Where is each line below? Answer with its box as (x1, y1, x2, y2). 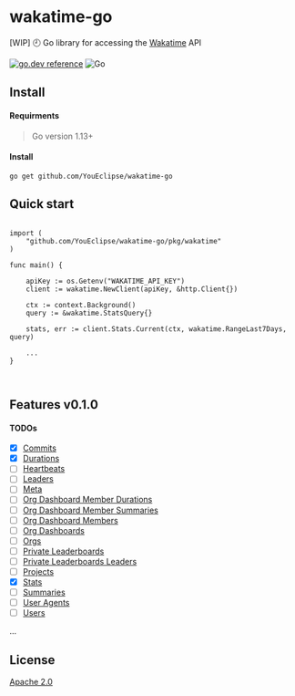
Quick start (9, 196, 75, 212)
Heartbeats (22, 463, 66, 474)
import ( (9, 228, 43, 238)
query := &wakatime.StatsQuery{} (25, 308, 153, 317)
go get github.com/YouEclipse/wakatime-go (9, 171, 173, 181)
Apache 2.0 (9, 677, 53, 688)
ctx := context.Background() (25, 300, 137, 309)
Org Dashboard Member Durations (22, 494, 153, 505)
